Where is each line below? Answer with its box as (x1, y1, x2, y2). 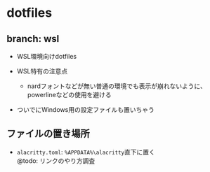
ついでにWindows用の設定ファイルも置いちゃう (16, 106, 155, 113)
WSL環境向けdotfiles (16, 52, 77, 60)
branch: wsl (6, 33, 60, 45)
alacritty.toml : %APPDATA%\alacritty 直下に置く (16, 148, 156, 156)
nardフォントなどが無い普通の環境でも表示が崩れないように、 (27, 82, 206, 90)
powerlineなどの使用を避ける (27, 91, 112, 99)
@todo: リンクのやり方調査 (16, 156, 96, 165)
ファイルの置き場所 (6, 128, 90, 140)
